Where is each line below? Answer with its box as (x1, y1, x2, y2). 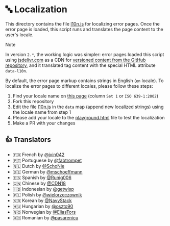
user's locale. (5, 32, 34, 38)
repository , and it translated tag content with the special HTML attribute (5, 62, 156, 68)
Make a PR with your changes (12, 120, 76, 126)
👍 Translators (5, 135, 51, 144)
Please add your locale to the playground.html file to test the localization (12, 114, 165, 120)
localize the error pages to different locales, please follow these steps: (5, 83, 153, 89)
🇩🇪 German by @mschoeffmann (12, 168, 83, 174)
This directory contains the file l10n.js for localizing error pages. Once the (5, 20, 160, 27)
